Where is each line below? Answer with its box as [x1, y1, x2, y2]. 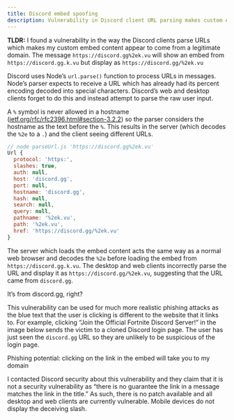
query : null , [13, 208, 52, 215]
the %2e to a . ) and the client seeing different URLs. [7, 130, 153, 138]
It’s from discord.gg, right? [7, 290, 84, 298]
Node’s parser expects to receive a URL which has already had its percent [7, 79, 219, 87]
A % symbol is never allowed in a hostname [7, 107, 130, 116]
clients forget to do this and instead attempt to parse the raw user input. [7, 93, 214, 102]
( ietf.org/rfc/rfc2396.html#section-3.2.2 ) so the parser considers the [7, 114, 204, 123]
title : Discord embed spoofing [7, 10, 98, 17]
